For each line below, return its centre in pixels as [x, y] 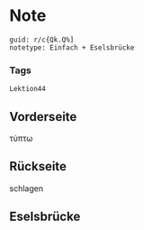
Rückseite [38, 166]
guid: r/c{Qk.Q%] [42, 40]
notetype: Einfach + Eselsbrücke [72, 47]
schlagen [26, 188]
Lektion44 [28, 89]
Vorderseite [43, 117]
